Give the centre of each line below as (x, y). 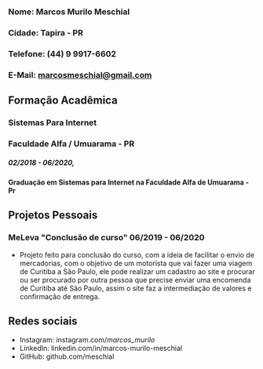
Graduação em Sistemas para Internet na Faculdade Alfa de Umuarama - (129, 182)
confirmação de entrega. (60, 296)
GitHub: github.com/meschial (67, 356)
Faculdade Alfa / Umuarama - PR (71, 144)
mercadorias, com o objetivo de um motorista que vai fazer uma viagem (136, 263)
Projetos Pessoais (53, 216)
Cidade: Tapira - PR (46, 32)
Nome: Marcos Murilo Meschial (69, 12)
